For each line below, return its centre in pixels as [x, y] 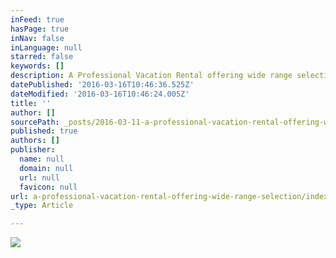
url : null [39, 177]
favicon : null [48, 187]
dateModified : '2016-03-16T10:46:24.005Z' [100, 94]
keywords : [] [37, 66]
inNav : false [37, 38]
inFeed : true [37, 19]
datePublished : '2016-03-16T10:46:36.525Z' [102, 85]
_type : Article [42, 206]
